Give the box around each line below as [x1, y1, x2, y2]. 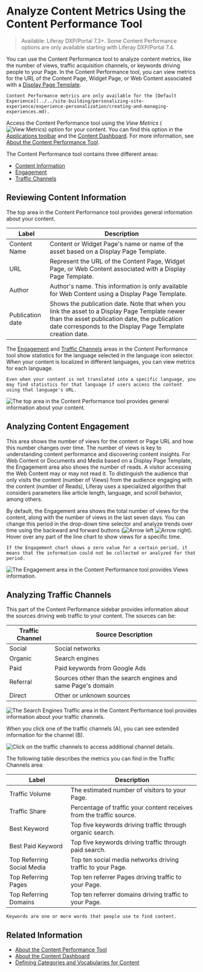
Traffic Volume [9, 790, 51, 798]
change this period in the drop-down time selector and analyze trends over [6, 520, 193, 527]
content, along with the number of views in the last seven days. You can [6, 514, 185, 521]
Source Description [95, 630, 153, 639]
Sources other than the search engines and [54, 674, 177, 683]
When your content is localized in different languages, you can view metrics [6, 358, 195, 365]
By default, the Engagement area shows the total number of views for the [6, 507, 188, 514]
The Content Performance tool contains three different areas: [6, 150, 159, 157]
